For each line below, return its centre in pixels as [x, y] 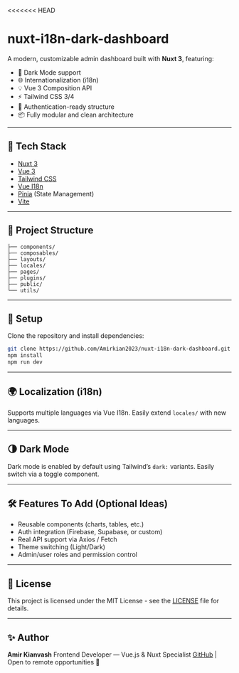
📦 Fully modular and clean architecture [75, 115]
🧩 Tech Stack [37, 146]
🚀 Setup [25, 318]
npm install [25, 356]
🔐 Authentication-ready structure [66, 107]
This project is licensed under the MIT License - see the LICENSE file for [113, 601]
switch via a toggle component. [53, 474]
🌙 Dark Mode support [49, 72]
